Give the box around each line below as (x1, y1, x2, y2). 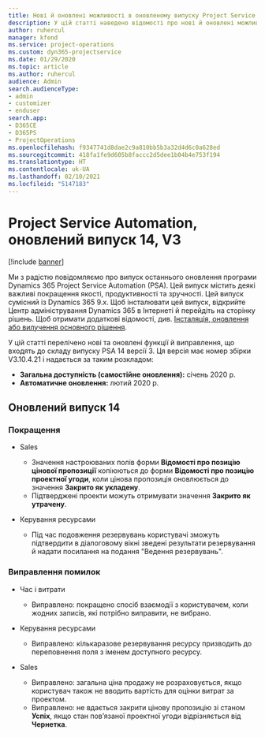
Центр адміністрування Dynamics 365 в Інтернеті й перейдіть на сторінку (8, 305, 256, 315)
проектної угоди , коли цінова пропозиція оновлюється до (31, 475, 229, 484)
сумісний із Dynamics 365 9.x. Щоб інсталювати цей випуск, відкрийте (8, 297, 246, 307)
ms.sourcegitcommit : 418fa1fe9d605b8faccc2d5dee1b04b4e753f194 (8, 151, 221, 158)
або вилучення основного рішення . (8, 322, 128, 332)
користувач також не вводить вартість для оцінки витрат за (31, 686, 234, 695)
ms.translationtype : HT (8, 158, 87, 166)
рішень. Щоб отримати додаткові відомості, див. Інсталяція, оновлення (8, 314, 249, 323)
